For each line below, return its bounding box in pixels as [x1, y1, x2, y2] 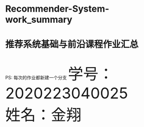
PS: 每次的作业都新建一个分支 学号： [5, 64, 114, 84]
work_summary [5, 14, 73, 25]
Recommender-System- [5, 3, 110, 15]
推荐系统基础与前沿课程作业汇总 [5, 39, 139, 50]
